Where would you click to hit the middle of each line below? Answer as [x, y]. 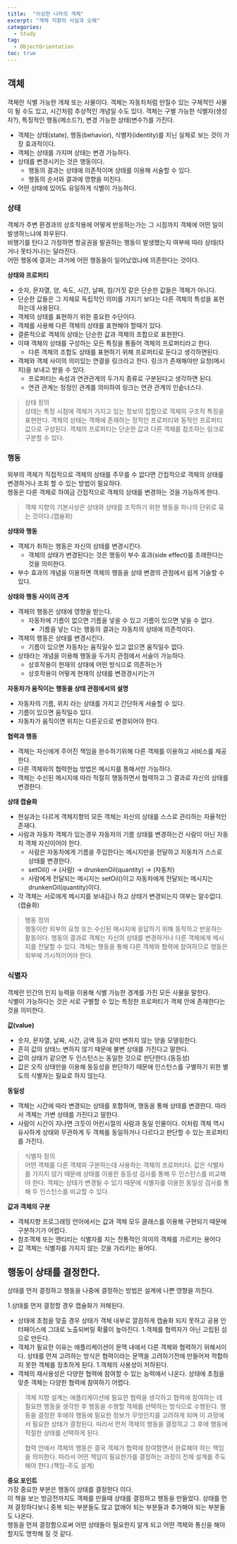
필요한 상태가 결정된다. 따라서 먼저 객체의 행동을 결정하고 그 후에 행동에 [130, 1424]
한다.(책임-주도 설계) [66, 1465]
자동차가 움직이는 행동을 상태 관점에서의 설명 [68, 689]
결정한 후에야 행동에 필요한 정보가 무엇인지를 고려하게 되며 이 [122, 1415]
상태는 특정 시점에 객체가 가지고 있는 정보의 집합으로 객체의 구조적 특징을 [124, 411]
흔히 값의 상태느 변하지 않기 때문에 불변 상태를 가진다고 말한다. [103, 1049]
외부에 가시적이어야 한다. [59, 956]
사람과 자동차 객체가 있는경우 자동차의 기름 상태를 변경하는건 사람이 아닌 [116, 835]
